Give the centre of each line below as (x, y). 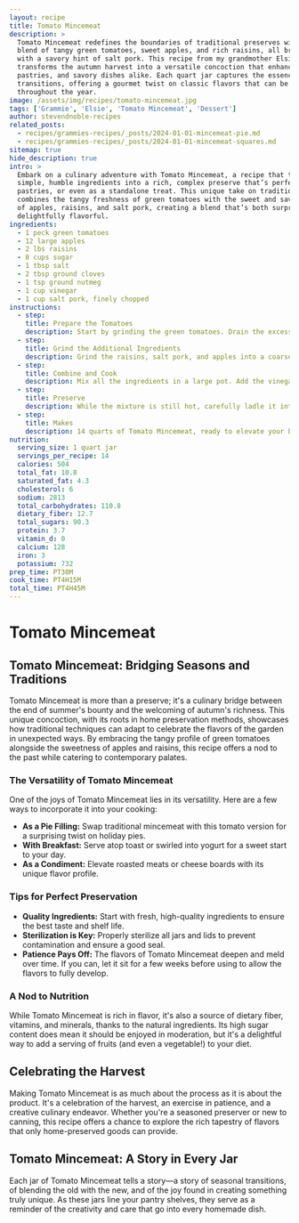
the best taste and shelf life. (73, 926)
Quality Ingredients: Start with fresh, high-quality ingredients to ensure (153, 916)
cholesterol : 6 (45, 489)
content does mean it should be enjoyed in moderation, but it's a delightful (145, 1034)
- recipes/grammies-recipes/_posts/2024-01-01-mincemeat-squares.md (147, 142)
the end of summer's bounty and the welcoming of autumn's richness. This (147, 710)
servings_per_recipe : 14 (63, 456)
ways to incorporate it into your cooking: (83, 809)
